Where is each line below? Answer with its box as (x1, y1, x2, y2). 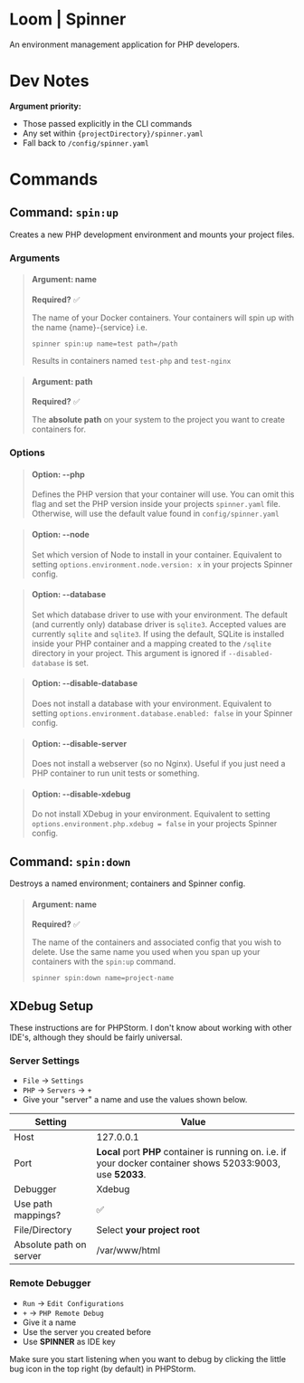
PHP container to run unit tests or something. (31, 768, 200, 778)
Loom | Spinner (9, 9, 127, 30)
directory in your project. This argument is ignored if (31, 647, 226, 658)
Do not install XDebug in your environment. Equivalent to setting (31, 808, 271, 819)
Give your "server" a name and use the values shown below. (22, 1094, 248, 1105)
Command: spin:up (9, 205, 119, 221)
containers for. (31, 424, 86, 434)
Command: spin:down (9, 854, 131, 869)
